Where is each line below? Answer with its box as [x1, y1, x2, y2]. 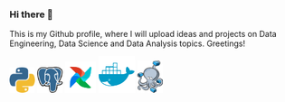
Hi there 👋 [9, 8, 54, 21]
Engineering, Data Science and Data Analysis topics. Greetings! [9, 38, 246, 49]
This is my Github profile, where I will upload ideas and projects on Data [9, 29, 278, 40]
